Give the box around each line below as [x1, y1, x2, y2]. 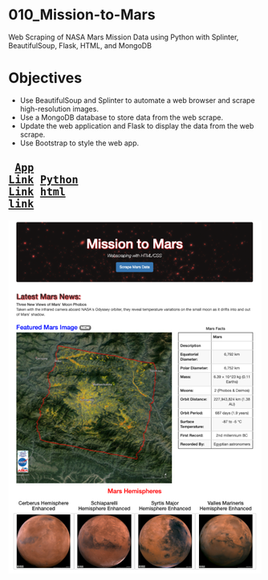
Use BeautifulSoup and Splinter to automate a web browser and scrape [19, 95, 255, 105]
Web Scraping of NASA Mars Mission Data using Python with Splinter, [8, 32, 239, 42]
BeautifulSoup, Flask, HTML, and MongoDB [8, 40, 152, 50]
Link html [8, 186, 66, 198]
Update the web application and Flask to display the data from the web [19, 120, 254, 130]
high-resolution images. [19, 104, 99, 113]
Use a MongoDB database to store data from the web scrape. [19, 112, 223, 122]
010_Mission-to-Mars [8, 6, 156, 24]
